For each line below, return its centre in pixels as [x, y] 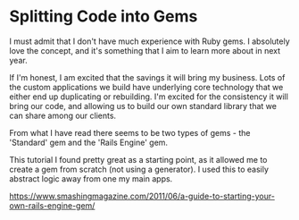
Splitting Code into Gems [104, 17]
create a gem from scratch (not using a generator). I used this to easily [139, 169]
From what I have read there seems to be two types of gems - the [130, 132]
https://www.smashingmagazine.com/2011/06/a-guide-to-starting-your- [142, 196]
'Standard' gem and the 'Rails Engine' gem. [88, 142]
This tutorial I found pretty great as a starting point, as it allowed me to [138, 159]
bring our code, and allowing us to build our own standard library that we [143, 106]
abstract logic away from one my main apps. [91, 178]
